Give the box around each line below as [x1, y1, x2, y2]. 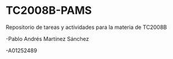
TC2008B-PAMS [6, 4, 92, 17]
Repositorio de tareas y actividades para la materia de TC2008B [6, 23, 167, 31]
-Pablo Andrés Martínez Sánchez [6, 35, 89, 42]
